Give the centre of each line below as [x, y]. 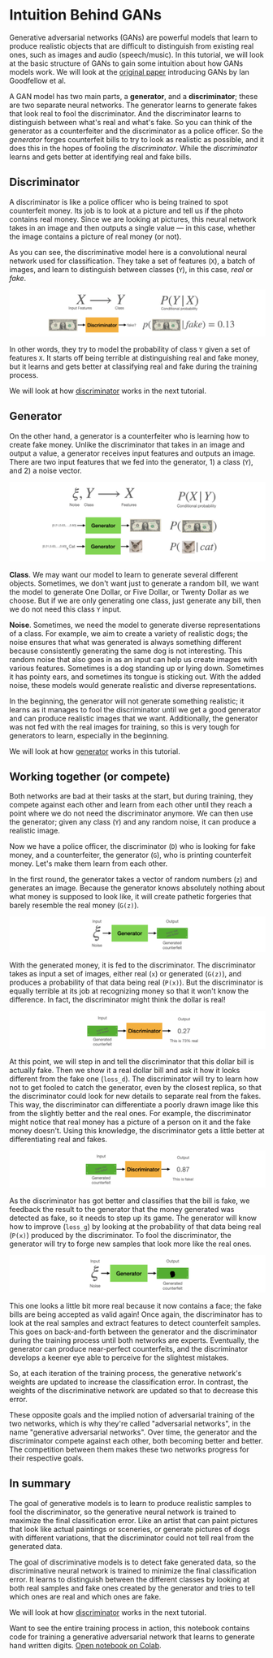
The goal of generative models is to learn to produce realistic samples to [130, 1503]
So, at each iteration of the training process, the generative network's [126, 1373]
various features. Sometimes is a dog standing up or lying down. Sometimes [137, 668]
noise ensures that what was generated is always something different [126, 642]
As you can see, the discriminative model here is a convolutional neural [128, 252]
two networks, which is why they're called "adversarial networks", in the [130, 1423]
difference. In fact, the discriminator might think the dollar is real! [117, 999]
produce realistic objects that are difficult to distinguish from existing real [132, 45]
